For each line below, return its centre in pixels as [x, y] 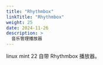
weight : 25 [19, 22]
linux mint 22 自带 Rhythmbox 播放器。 [53, 56]
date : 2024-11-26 [27, 28]
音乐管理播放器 [27, 39]
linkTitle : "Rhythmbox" [35, 17]
